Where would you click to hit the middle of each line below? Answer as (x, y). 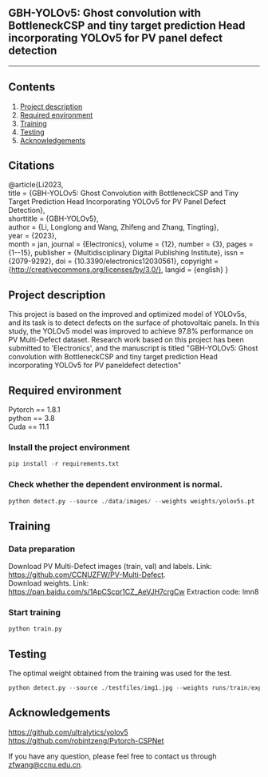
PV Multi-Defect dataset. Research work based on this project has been (126, 340)
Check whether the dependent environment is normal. (116, 485)
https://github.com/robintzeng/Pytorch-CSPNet (86, 740)
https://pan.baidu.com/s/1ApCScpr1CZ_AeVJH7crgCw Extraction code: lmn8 (134, 592)
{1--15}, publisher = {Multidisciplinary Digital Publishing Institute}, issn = (126, 253)
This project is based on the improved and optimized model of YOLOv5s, (128, 314)
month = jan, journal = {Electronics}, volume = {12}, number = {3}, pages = (131, 244)
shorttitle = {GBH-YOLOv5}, (53, 218)
